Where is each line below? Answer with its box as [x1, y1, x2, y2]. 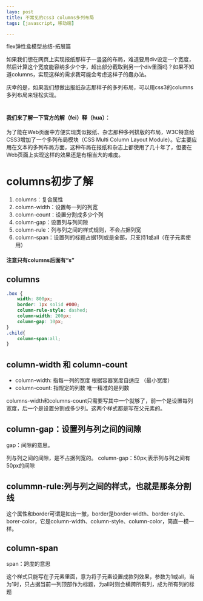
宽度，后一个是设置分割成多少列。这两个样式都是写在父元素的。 [6, 405, 165, 412]
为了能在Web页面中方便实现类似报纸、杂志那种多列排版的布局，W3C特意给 [6, 129, 195, 136]
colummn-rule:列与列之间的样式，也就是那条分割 [6, 482, 192, 492]
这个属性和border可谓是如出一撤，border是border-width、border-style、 [6, 510, 189, 517]
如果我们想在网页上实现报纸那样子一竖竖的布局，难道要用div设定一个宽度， [6, 56, 195, 63]
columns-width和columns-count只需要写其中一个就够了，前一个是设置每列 [6, 397, 193, 405]
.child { [6, 330, 26, 336]
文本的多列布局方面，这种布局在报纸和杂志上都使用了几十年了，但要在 [16, 144, 192, 151]
